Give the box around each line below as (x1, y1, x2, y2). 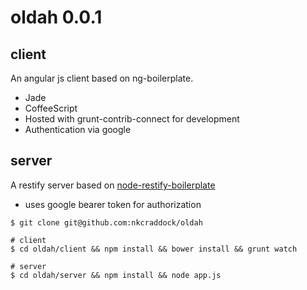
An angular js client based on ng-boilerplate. (10, 72, 194, 84)
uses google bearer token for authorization (24, 198, 202, 210)
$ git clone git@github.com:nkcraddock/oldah (10, 217, 203, 228)
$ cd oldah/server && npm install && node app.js (10, 270, 222, 280)
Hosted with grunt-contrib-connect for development (24, 113, 240, 125)
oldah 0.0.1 (10, 6, 103, 29)
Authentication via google (24, 124, 132, 135)
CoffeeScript (24, 102, 78, 114)
